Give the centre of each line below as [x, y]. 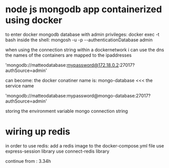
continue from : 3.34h [28, 161]
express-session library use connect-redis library [57, 151]
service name [20, 86]
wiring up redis [38, 132]
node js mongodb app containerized [84, 9]
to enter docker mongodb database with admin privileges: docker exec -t [82, 34]
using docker [34, 20]
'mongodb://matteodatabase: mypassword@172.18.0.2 [62, 65]
